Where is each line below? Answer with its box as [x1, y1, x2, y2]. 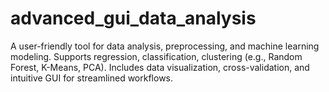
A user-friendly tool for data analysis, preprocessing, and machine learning [10, 40, 320, 52]
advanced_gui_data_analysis [10, 7, 257, 30]
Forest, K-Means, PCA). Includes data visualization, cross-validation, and [10, 61, 310, 73]
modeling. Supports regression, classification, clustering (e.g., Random [10, 50, 303, 62]
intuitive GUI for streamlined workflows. [10, 72, 174, 84]
